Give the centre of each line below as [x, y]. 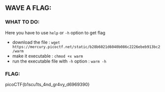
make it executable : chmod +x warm [48, 56]
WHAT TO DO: [22, 22]
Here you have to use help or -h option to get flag [55, 33]
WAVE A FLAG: [28, 8]
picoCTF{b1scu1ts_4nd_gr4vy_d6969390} [48, 84]
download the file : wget [36, 42]
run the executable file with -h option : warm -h [59, 61]
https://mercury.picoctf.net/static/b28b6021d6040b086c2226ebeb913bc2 [86, 47]
